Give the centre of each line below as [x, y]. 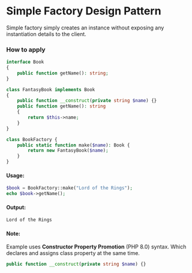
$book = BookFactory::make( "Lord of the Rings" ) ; [70, 188]
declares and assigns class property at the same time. [73, 253]
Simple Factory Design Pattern [84, 11]
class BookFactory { [32, 139]
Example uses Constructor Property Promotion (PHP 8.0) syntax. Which [96, 247]
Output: [16, 207]
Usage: [16, 175]
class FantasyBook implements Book [51, 89]
